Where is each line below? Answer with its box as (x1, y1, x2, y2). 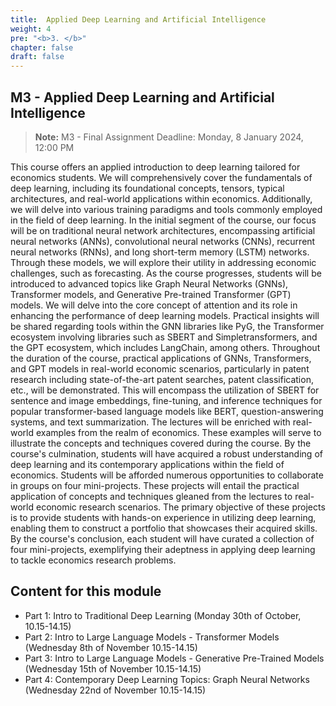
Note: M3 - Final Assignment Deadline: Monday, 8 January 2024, (34, 131, 304, 143)
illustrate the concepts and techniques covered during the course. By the (10, 437, 312, 449)
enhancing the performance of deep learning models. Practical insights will (10, 309, 320, 321)
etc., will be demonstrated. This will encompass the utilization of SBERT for (10, 384, 320, 396)
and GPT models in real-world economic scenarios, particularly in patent (10, 362, 310, 375)
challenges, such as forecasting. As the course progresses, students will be (10, 267, 322, 279)
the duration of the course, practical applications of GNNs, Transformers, (10, 352, 312, 364)
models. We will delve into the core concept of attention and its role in (10, 299, 298, 311)
